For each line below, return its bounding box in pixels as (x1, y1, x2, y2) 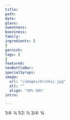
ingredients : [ (5, 39, 36, 44)
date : (5, 16, 16, 21)
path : (5, 12, 16, 16)
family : (5, 34, 21, 39)
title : (5, 7, 18, 12)
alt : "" (9, 83, 25, 89)
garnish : (5, 47, 23, 52)
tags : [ (5, 52, 21, 57)
